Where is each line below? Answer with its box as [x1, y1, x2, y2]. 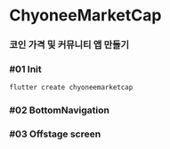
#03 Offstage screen [9, 128, 101, 140]
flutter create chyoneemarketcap [9, 83, 134, 92]
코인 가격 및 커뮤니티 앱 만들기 [9, 39, 130, 51]
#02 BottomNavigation [9, 104, 109, 116]
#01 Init [9, 63, 42, 75]
